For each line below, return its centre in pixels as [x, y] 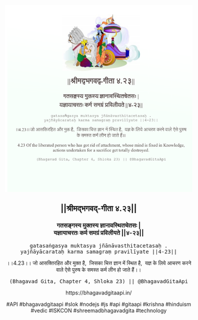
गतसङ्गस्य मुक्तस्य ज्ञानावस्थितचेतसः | [99, 226]
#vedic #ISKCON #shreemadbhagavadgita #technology [99, 311]
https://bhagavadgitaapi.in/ [99, 293]
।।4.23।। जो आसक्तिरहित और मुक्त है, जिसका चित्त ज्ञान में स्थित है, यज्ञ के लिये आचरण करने [99, 263]
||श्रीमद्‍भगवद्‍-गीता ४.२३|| [99, 209]
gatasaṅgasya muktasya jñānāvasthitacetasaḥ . [99, 245]
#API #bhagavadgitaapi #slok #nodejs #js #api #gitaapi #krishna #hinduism [99, 304]
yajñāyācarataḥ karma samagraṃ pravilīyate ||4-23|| [99, 251]
